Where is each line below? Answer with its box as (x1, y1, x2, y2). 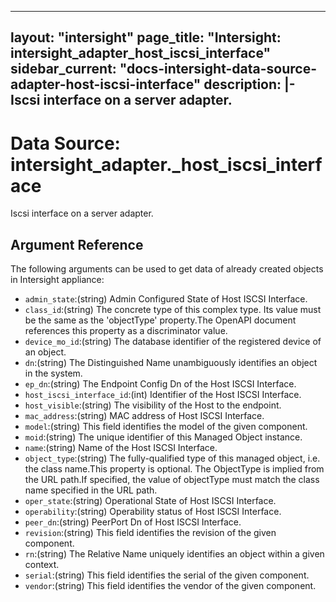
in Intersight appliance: (10, 274, 105, 286)
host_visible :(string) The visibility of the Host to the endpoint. (24, 399, 282, 411)
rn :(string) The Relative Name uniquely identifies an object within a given (24, 548, 325, 560)
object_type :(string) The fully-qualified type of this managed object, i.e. (24, 452, 321, 465)
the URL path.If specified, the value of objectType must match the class (24, 474, 320, 486)
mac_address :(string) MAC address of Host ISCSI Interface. (24, 410, 265, 422)
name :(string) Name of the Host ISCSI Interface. (24, 442, 218, 454)
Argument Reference (10, 236, 144, 253)
